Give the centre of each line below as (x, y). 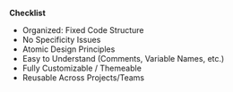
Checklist (28, 13)
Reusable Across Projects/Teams (83, 78)
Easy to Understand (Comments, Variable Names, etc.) (123, 59)
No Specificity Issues (61, 40)
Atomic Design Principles (69, 49)
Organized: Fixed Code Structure (83, 30)
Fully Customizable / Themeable (82, 68)
